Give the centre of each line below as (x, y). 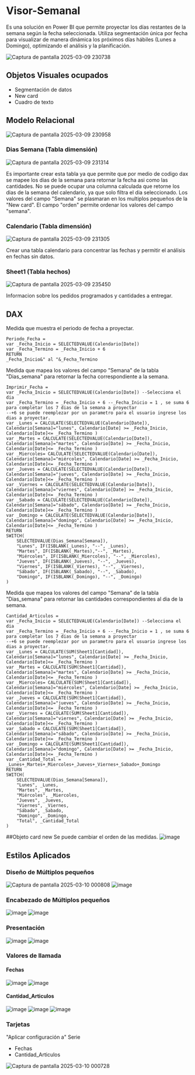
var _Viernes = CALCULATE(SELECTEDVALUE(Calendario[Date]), (81, 485)
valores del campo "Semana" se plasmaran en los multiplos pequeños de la (97, 198)
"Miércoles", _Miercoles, (48, 795)
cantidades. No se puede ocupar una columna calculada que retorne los (93, 186)
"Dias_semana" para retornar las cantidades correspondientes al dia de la (95, 599)
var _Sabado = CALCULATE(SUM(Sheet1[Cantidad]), (66, 729)
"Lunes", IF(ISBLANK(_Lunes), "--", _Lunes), (73, 546)
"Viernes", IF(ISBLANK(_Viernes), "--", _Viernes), (81, 567)
